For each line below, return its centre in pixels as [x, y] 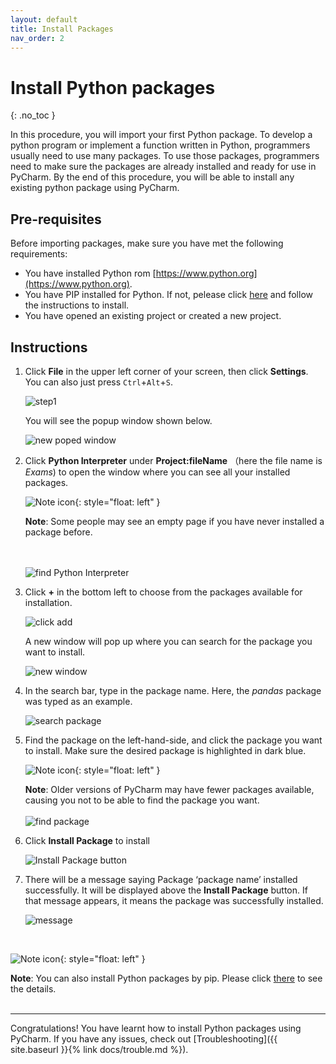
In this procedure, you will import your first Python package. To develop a [161, 135]
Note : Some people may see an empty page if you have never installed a [174, 521]
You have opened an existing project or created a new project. [153, 316]
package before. [58, 532]
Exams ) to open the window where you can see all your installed [157, 472]
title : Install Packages [62, 29]
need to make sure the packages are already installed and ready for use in [163, 167]
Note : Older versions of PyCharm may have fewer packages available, [169, 789]
